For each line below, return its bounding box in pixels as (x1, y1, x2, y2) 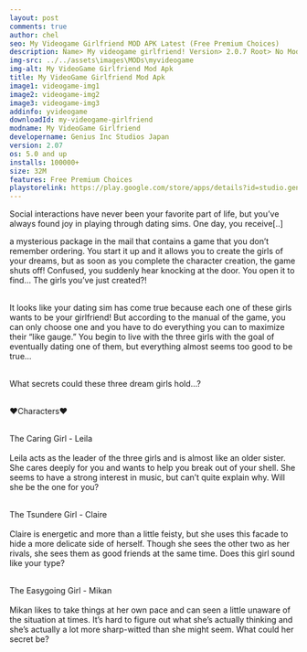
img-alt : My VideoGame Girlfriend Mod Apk (9, 65, 174, 74)
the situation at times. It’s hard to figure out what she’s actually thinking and (9, 615, 293, 625)
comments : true (9, 22, 68, 31)
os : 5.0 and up (9, 149, 68, 158)
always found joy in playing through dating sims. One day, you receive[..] (9, 219, 283, 230)
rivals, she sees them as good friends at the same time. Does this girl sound (9, 548, 295, 559)
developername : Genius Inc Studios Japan (9, 133, 170, 142)
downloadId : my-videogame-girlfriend (9, 115, 153, 124)
